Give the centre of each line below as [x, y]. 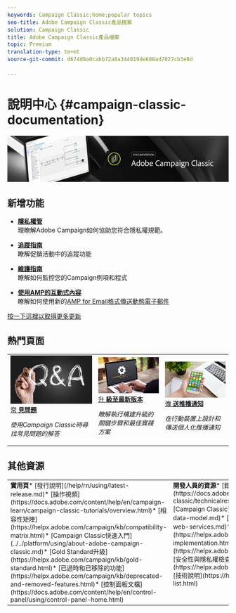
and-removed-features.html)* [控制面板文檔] [76, 584]
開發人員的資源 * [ [199, 486]
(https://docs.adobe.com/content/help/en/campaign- [88, 502]
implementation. [196, 543]
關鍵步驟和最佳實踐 [126, 423]
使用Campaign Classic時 [46, 425]
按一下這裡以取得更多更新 [44, 316]
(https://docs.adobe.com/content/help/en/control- [84, 592]
